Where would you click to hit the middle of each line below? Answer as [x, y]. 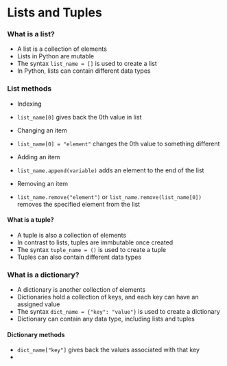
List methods [29, 89]
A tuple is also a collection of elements [72, 235]
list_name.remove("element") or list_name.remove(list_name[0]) [109, 196]
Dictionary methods [36, 334]
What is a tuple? [31, 220]
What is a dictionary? [43, 275]
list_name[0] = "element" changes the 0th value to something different [118, 144]
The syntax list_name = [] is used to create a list [87, 64]
